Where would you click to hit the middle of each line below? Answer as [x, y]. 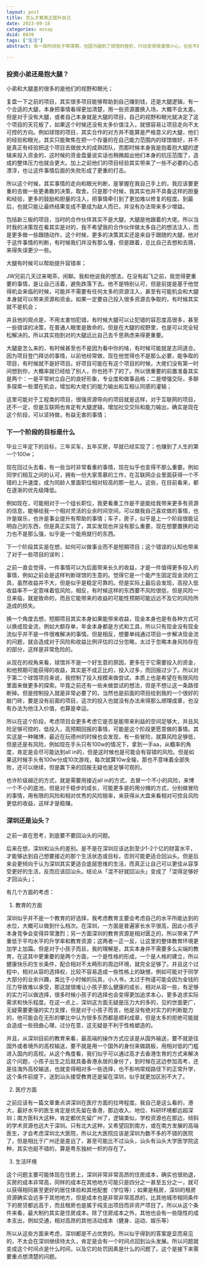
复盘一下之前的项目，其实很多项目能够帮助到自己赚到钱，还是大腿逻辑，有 [100, 102]
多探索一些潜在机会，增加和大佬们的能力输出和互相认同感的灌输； [89, 386]
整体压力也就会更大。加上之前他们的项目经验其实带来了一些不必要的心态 [108, 163]
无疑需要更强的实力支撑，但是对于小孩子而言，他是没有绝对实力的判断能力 [100, 1010]
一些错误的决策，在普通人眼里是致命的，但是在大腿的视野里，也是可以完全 [100, 328]
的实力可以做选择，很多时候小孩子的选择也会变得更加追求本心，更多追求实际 [103, 994]
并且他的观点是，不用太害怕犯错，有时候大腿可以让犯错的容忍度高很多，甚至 [103, 320]
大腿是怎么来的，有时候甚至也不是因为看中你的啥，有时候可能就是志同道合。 [103, 348]
